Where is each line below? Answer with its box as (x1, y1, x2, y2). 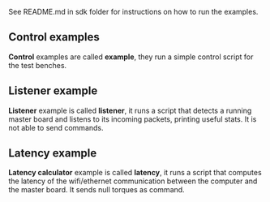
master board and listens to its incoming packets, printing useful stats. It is (8, 114, 257, 124)
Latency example (8, 146, 97, 161)
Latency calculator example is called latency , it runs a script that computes (8, 168, 262, 178)
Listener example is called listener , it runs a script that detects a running (8, 105, 252, 115)
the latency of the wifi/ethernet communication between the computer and (8, 176, 258, 186)
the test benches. (8, 60, 67, 70)
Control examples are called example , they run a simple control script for (8, 52, 254, 62)
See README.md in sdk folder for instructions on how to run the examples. (8, 7, 259, 16)
